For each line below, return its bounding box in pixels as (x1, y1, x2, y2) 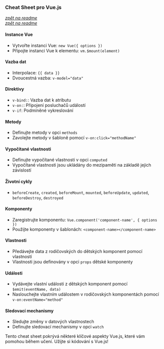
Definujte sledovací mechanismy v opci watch (12, 324, 104, 330)
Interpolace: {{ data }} (12, 70, 60, 75)
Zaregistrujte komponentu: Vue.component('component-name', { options (12, 217, 158, 223)
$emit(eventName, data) (12, 287, 61, 292)
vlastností (12, 253, 32, 259)
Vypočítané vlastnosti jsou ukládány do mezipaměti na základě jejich (12, 162, 151, 168)
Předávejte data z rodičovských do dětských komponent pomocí (12, 248, 142, 254)
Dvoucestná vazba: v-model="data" (12, 75, 83, 81)
